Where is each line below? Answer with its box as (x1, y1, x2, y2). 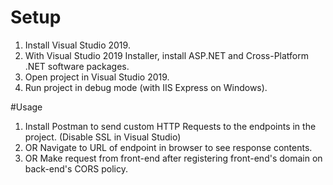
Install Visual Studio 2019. (24, 39, 131, 51)
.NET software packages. (24, 60, 130, 72)
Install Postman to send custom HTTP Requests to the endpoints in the (24, 120, 317, 132)
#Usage (10, 101, 43, 113)
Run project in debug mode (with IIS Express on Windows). (24, 81, 268, 93)
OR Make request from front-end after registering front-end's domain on (24, 152, 323, 164)
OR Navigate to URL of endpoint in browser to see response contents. (24, 141, 313, 153)
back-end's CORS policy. (24, 162, 129, 175)
